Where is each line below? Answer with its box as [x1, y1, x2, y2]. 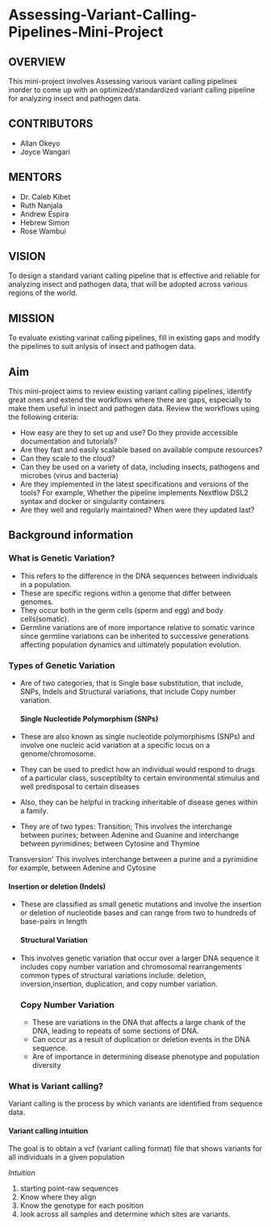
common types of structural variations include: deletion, [19, 970, 206, 980]
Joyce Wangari [19, 147, 71, 157]
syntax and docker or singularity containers [19, 497, 165, 506]
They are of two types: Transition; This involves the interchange [19, 822, 232, 831]
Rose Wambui [19, 226, 66, 236]
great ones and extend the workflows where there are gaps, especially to [8, 395, 252, 405]
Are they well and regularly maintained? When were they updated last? [19, 505, 256, 515]
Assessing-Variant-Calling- [8, 6, 198, 24]
